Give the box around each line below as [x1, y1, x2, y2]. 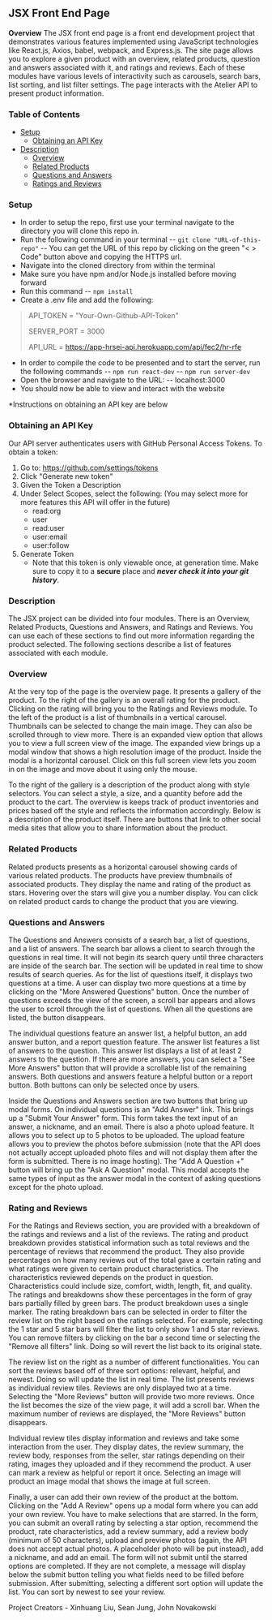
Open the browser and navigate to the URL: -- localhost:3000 [19, 375, 226, 385]
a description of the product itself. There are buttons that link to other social [8, 815, 261, 825]
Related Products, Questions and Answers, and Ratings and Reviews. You [8, 623, 253, 631]
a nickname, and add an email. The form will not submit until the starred [8, 1553, 248, 1562]
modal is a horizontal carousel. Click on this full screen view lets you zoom [8, 756, 257, 765]
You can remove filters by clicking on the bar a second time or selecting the [8, 1333, 261, 1342]
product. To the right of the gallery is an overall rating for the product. [8, 696, 240, 705]
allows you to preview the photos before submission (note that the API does [8, 1139, 261, 1148]
